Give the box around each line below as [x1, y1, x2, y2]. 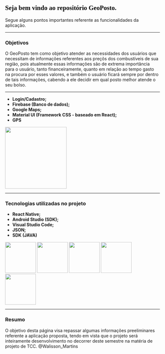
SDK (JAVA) [12, 232, 38, 238]
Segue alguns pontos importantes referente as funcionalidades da [5, 17, 139, 23]
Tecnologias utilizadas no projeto [5, 200, 86, 207]
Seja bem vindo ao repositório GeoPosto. [5, 4, 117, 12]
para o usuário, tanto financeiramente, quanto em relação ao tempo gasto [5, 66, 154, 72]
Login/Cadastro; [12, 96, 47, 102]
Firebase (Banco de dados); [12, 101, 70, 108]
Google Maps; [12, 107, 42, 113]
